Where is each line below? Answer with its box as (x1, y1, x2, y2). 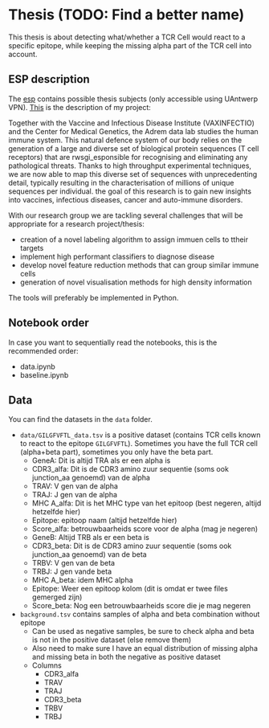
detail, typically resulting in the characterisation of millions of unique (8, 178, 234, 187)
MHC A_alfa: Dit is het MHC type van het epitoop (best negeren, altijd (31, 498, 262, 508)
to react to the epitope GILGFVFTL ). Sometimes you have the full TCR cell (19, 439, 259, 448)
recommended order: (8, 346, 79, 355)
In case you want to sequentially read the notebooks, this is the (8, 337, 218, 347)
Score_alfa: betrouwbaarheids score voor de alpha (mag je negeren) (31, 524, 259, 534)
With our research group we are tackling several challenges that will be (8, 211, 243, 220)
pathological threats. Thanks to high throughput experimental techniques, (8, 161, 251, 170)
